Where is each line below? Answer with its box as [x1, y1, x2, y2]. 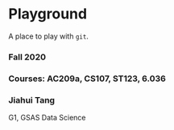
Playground [8, 5, 87, 23]
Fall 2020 [8, 51, 47, 63]
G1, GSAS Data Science [8, 113, 86, 123]
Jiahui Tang [8, 94, 55, 105]
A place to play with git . [8, 31, 89, 41]
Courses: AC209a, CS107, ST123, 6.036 [8, 73, 167, 84]
